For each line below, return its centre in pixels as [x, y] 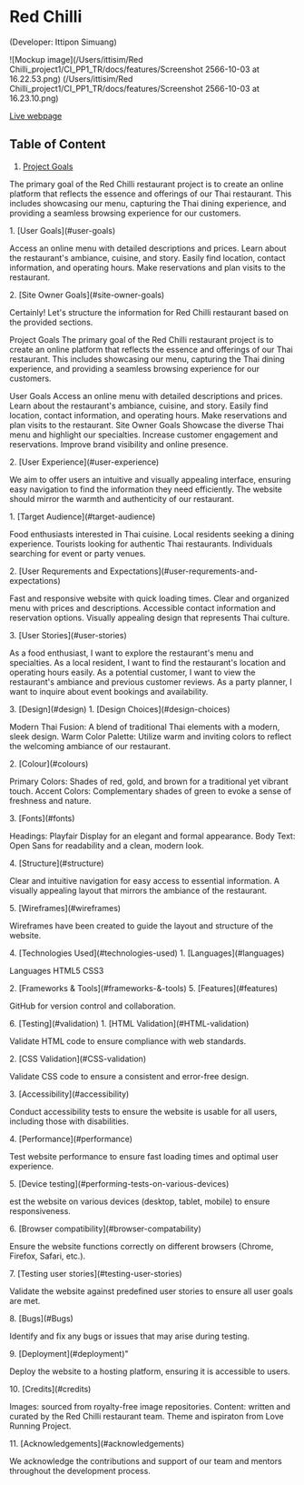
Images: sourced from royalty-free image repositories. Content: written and [150, 1406]
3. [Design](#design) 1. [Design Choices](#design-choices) [120, 709]
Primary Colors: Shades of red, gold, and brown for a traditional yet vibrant [149, 781]
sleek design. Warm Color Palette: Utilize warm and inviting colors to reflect [151, 736]
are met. [25, 1300]
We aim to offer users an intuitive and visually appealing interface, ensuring [150, 479]
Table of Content [58, 144]
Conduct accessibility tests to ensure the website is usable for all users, [143, 1111]
